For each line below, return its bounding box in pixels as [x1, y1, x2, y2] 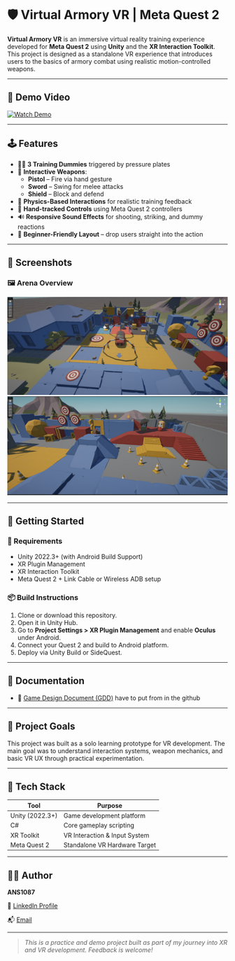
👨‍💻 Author [7, 869, 53, 881]
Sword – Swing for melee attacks [27, 182, 124, 190]
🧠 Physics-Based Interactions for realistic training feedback [17, 197, 192, 205]
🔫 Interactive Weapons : [17, 167, 87, 176]
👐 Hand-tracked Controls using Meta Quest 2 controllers [17, 204, 183, 213]
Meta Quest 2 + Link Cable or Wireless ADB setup [17, 575, 162, 583]
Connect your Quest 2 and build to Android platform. [17, 640, 169, 649]
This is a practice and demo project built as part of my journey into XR [24, 939, 228, 947]
